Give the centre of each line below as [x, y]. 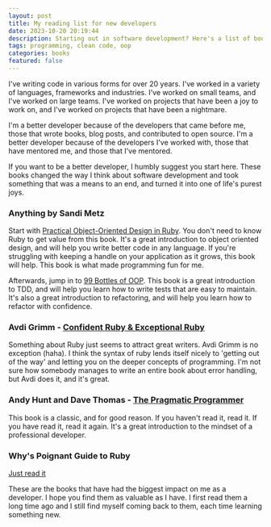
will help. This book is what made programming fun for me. [106, 265]
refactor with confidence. [50, 307]
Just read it [27, 474]
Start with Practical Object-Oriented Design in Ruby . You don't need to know [135, 231]
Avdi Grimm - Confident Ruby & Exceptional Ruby [107, 328]
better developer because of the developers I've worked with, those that [128, 142]
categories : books [39, 53]
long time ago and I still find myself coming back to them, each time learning [135, 506]
